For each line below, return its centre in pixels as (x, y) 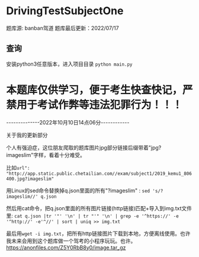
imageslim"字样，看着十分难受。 (46, 155)
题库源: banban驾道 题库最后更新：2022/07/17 (63, 28)
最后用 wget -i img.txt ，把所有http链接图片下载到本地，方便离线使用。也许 (98, 233)
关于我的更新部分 (27, 135)
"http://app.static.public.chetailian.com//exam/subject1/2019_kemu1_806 (99, 174)
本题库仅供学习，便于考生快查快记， (94, 90)
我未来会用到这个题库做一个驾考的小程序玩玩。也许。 (71, 240)
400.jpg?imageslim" (30, 179)
